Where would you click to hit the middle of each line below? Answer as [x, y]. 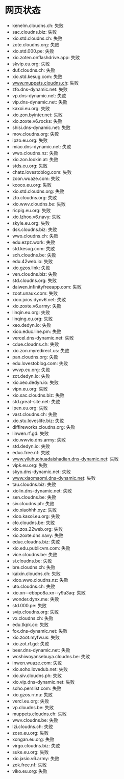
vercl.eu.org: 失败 [31, 701]
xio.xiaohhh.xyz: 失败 [34, 510]
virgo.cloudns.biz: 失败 [36, 745]
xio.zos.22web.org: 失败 [38, 529]
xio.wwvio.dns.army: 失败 [39, 439]
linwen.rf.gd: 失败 [30, 433]
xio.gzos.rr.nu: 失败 [32, 694]
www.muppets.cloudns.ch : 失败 [45, 83]
